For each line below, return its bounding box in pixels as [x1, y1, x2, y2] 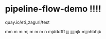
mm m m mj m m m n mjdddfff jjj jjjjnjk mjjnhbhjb [5, 28, 102, 34]
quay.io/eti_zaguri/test [5, 19, 50, 25]
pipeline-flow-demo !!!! [5, 3, 101, 14]
